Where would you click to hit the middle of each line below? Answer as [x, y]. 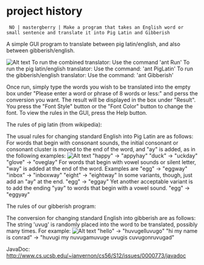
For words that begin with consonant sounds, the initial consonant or [92, 143]
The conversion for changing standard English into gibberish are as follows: [101, 218]
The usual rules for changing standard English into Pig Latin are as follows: [100, 136]
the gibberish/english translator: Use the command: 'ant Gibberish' [90, 75]
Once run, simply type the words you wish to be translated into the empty [98, 87]
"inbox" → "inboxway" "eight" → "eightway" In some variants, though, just [100, 175]
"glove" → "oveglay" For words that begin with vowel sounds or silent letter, [101, 162]
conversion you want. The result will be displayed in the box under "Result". [101, 100]
